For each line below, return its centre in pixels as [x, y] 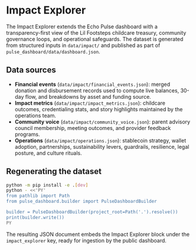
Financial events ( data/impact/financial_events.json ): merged [92, 84]
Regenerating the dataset [54, 171]
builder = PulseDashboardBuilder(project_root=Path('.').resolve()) [92, 212]
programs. [27, 134]
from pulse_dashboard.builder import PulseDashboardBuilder [82, 201]
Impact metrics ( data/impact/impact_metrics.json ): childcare [90, 103]
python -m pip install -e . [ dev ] [47, 185]
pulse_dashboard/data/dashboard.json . [53, 51]
